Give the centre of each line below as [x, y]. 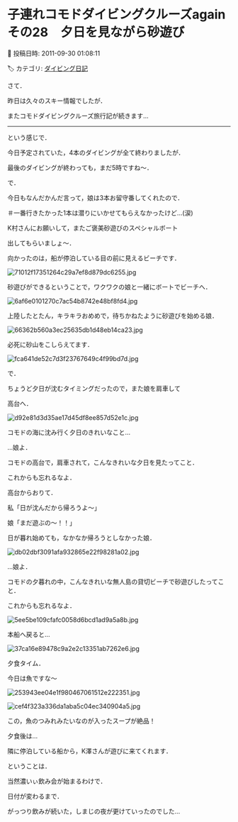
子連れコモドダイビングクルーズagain [117, 15]
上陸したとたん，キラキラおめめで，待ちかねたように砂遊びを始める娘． [113, 316]
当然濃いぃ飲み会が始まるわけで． [57, 781]
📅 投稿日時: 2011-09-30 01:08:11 [54, 53]
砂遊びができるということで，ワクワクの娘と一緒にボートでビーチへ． [109, 287]
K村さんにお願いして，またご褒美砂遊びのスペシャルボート [93, 228]
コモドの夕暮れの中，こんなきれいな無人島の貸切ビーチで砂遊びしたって [113, 582]
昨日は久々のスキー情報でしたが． [57, 101]
